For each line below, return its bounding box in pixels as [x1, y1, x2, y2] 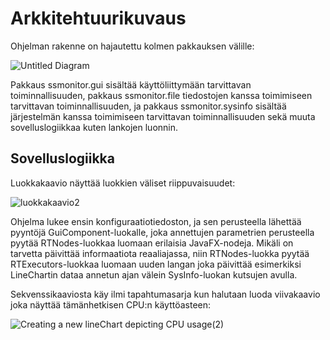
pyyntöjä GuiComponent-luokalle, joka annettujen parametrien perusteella [10, 226, 315, 238]
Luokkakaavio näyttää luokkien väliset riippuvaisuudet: [10, 177, 236, 189]
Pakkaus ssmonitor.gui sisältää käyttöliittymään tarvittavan [10, 78, 252, 91]
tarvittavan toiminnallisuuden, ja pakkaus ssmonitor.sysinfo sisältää [10, 100, 287, 112]
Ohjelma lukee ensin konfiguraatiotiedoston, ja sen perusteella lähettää [10, 215, 302, 227]
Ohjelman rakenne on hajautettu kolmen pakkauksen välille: [10, 40, 255, 52]
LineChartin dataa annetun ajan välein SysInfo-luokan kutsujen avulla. [10, 268, 298, 281]
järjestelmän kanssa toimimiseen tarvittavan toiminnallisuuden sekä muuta [10, 110, 316, 122]
